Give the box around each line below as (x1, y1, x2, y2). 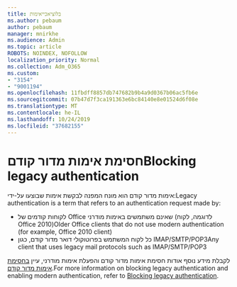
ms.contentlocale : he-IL (7, 109, 81, 116)
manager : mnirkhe (7, 30, 59, 38)
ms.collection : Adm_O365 (7, 63, 81, 70)
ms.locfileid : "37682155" (7, 122, 84, 130)
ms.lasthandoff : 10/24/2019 (7, 116, 91, 123)
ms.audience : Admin (7, 37, 65, 44)
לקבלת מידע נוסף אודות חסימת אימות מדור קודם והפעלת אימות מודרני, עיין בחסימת (7, 257, 231, 265)
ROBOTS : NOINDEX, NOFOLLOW (7, 50, 87, 57)
